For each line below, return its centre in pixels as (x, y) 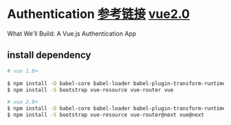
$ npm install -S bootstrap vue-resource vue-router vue (90, 90)
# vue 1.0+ (23, 71)
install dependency (49, 55)
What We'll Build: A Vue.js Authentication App (72, 33)
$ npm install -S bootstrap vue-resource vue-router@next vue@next (106, 115)
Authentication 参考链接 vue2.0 (99, 14)
